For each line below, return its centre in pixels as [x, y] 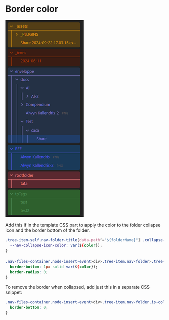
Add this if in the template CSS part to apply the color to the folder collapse [83, 225]
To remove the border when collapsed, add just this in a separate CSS [77, 287]
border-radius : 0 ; [29, 272]
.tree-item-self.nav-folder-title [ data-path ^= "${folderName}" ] [73, 240]
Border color [32, 9]
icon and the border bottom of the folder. [48, 230]
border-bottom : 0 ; [29, 307]
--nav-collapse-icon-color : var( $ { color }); [56, 245]
